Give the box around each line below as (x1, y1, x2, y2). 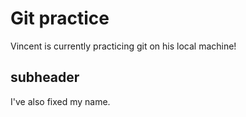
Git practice (10, 7, 110, 30)
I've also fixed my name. (10, 95, 111, 107)
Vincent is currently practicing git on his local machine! (10, 40, 237, 52)
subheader (10, 69, 80, 86)
